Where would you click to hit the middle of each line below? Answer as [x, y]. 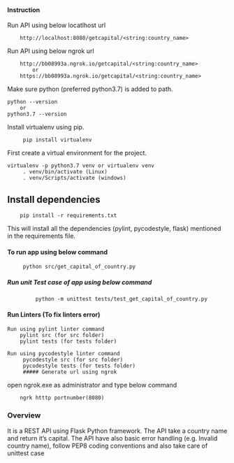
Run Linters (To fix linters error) [54, 314]
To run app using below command [58, 252]
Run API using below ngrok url [51, 51]
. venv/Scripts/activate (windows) [75, 178]
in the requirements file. [41, 236]
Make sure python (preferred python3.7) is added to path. [90, 89]
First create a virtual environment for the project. [77, 153]
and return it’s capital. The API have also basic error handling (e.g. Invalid [112, 438]
